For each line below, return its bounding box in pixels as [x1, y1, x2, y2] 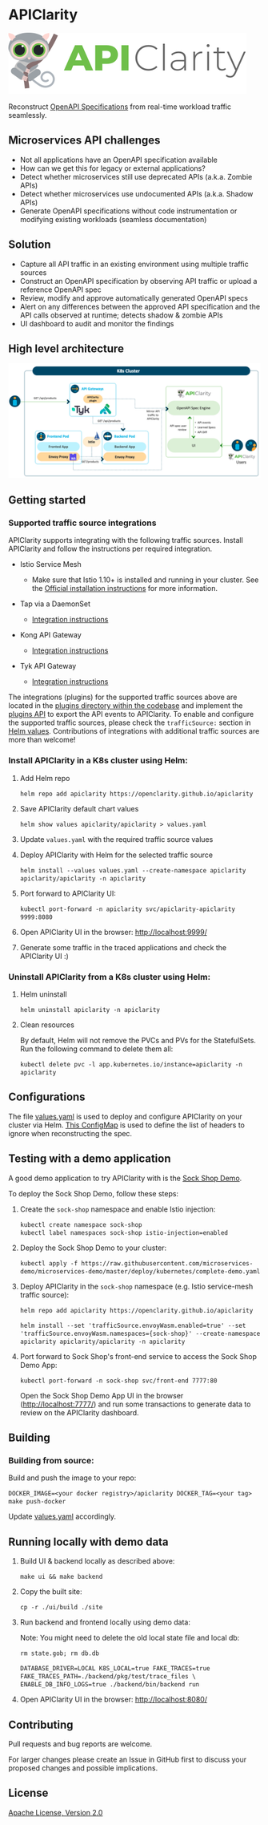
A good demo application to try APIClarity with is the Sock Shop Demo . [8, 1173, 242, 1183]
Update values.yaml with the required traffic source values [19, 834, 214, 844]
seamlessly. [8, 110, 47, 119]
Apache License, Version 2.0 [8, 1807, 103, 1817]
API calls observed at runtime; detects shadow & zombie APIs [19, 310, 223, 320]
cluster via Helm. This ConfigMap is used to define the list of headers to [8, 1120, 246, 1130]
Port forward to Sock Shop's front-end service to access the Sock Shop [19, 1351, 258, 1361]
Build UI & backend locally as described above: [19, 1556, 175, 1566]
